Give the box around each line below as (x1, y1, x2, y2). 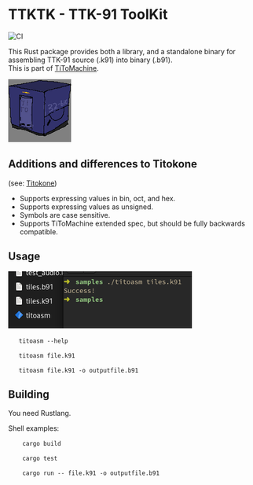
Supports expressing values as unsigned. (19, 202, 154, 211)
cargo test (22, 454, 58, 463)
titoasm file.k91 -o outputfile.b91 (18, 366, 139, 374)
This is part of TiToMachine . (8, 63, 100, 72)
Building (8, 388, 49, 401)
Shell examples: (8, 424, 60, 433)
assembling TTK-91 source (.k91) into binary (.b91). (8, 55, 173, 64)
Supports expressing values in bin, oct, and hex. (19, 193, 176, 203)
